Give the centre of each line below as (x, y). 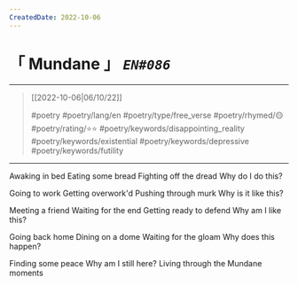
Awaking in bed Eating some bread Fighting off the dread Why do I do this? (146, 176)
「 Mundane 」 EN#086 (90, 64)
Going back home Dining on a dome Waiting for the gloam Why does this (142, 236)
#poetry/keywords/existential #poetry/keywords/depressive (140, 141)
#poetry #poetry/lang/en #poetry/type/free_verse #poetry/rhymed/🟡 (157, 115)
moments (27, 273)
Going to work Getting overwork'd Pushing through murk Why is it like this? (146, 193)
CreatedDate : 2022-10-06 (55, 17)
